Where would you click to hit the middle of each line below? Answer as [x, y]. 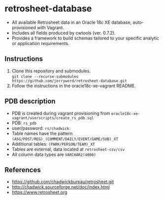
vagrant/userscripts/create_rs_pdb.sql [53, 118]
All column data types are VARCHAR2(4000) [54, 154]
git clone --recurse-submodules [45, 76]
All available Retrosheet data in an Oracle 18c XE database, [72, 22]
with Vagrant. [50, 27]
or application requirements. [41, 43]
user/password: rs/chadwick [41, 128]
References [23, 170]
